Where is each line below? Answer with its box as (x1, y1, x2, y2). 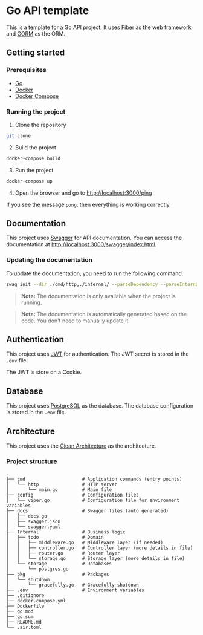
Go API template (6, 4, 89, 18)
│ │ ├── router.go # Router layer (6, 550, 120, 556)
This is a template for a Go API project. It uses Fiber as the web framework (6, 24, 192, 31)
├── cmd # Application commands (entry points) (6, 476, 182, 483)
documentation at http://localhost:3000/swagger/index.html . (6, 241, 157, 248)
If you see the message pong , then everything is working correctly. (6, 201, 171, 208)
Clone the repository (14, 121, 66, 128)
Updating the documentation (6, 256, 92, 264)
